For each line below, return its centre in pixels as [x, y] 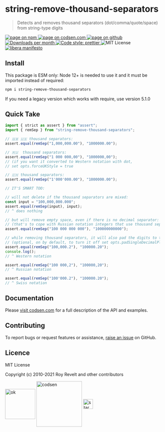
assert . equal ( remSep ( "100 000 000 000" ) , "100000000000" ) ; [67, 229]
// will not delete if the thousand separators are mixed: [67, 198]
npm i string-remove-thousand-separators [48, 89]
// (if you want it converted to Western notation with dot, [69, 161]
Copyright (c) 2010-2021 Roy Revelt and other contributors [64, 374]
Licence [18, 353]
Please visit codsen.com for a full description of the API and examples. [77, 310]
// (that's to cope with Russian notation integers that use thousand [79, 225]
